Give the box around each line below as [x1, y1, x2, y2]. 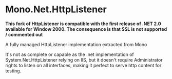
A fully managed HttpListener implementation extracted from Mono [5, 41, 147, 47]
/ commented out [5, 31, 43, 37]
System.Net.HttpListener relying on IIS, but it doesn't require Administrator [5, 56, 163, 63]
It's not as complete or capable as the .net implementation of [5, 51, 135, 57]
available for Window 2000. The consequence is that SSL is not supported [5, 26, 167, 32]
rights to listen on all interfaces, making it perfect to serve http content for [5, 62, 162, 68]
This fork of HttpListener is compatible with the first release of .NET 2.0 [5, 21, 162, 27]
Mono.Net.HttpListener [5, 4, 107, 15]
